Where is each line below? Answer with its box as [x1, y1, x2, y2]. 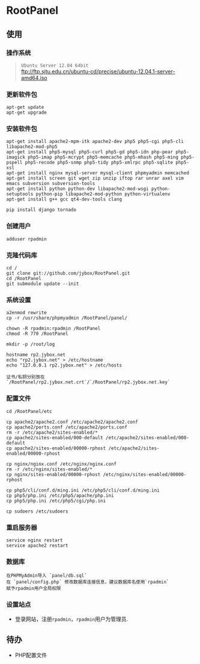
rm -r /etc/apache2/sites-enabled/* [6, 429, 98, 436]
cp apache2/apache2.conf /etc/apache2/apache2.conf [6, 419, 138, 425]
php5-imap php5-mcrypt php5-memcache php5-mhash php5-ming [28, 154, 179, 160]
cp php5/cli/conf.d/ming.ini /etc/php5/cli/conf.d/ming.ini [6, 487, 160, 493]
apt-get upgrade [6, 109, 47, 116]
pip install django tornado [6, 207, 77, 213]
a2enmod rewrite [6, 310, 47, 316]
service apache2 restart [6, 542, 68, 549]
